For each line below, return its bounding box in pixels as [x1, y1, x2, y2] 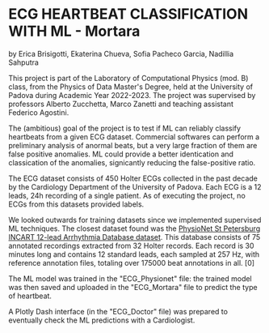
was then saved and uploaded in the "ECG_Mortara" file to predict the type [8, 282, 258, 292]
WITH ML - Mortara [8, 22, 141, 41]
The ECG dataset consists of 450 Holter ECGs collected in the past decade [8, 173, 258, 183]
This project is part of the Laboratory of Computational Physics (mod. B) [8, 73, 249, 83]
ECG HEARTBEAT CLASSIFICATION [8, 5, 249, 23]
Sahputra [8, 58, 39, 67]
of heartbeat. [8, 291, 53, 301]
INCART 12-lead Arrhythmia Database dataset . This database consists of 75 [8, 232, 261, 241]
